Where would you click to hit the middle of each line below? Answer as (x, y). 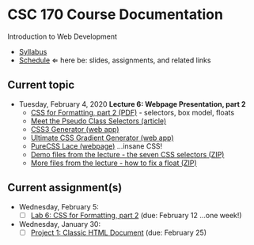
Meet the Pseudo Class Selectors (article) (99, 121)
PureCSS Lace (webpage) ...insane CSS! (97, 146)
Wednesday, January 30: (59, 224)
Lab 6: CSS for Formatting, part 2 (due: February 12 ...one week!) (136, 215)
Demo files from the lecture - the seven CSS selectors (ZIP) (127, 154)
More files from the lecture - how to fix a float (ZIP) (114, 163)
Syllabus (33, 51)
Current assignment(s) (65, 188)
